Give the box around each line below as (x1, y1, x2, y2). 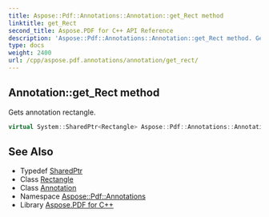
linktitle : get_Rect (8, 19, 78, 27)
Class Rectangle (19, 175, 74, 184)
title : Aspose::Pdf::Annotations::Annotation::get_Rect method (8, 11, 224, 20)
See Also (8, 145, 54, 159)
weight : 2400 (8, 49, 52, 57)
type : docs (8, 42, 45, 50)
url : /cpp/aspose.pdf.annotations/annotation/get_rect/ (8, 57, 199, 65)
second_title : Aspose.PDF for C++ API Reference (8, 26, 174, 34)
